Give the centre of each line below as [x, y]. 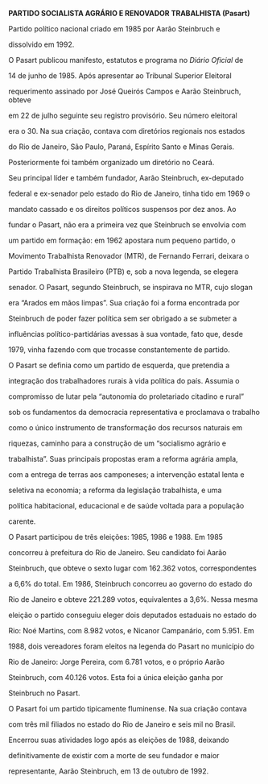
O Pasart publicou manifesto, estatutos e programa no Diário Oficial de [126, 60]
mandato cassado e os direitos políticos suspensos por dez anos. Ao [122, 209]
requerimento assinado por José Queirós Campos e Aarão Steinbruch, [125, 91]
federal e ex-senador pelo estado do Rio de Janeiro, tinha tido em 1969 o [130, 193]
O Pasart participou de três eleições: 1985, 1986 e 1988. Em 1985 [116, 537]
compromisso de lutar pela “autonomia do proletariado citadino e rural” [126, 396]
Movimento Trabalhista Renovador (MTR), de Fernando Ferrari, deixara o [129, 256]
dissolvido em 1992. [41, 44]
